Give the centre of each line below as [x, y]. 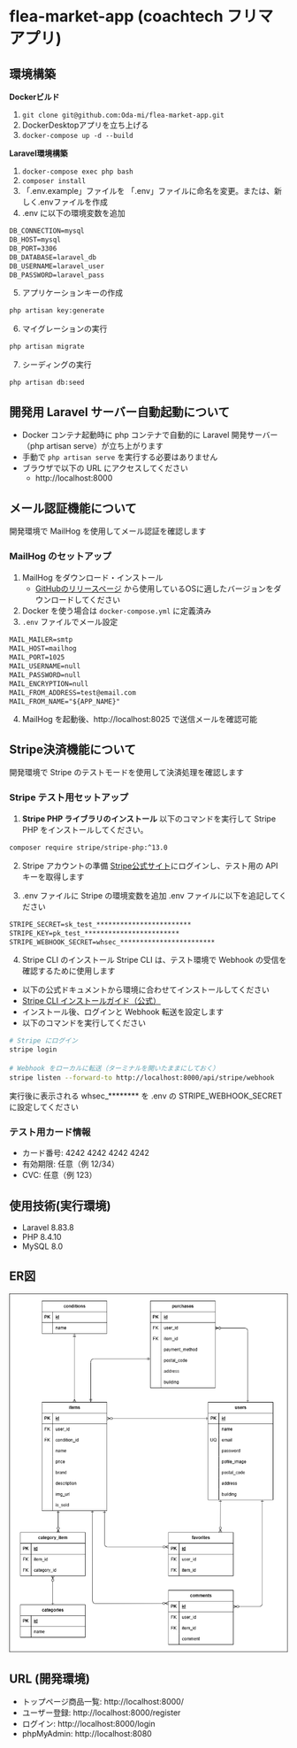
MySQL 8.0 [42, 1246]
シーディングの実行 [57, 364]
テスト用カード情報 [50, 1132]
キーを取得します [53, 876]
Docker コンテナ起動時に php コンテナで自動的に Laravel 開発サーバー [150, 435]
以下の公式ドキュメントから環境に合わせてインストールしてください [145, 990]
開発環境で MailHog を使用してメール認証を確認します [108, 531]
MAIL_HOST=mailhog [43, 648]
